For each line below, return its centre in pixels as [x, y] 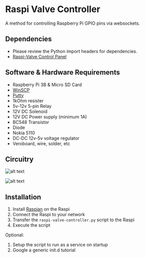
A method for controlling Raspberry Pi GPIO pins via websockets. [72, 23]
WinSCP [21, 90]
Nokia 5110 [24, 133]
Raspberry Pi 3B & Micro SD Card [47, 85]
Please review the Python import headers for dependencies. [75, 51]
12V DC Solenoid [30, 111]
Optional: [15, 235]
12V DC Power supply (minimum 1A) [50, 116]
